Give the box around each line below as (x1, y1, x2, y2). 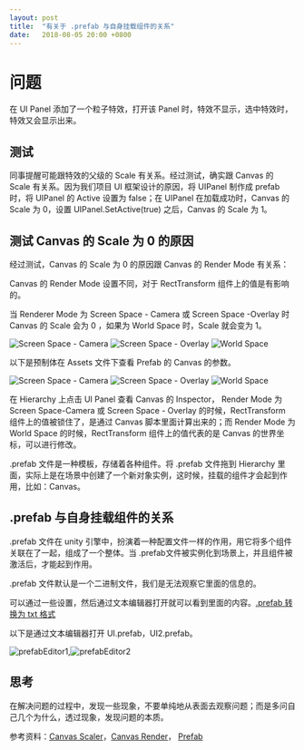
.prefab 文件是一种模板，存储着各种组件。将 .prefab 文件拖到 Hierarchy (9, 458, 276, 469)
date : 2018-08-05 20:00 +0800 (9, 30, 132, 39)
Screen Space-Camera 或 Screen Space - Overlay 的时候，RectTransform (9, 404, 286, 415)
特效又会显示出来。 (9, 115, 82, 126)
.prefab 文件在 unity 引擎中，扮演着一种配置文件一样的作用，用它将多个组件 (9, 536, 292, 547)
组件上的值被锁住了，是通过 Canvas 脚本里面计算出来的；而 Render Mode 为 (9, 416, 296, 427)
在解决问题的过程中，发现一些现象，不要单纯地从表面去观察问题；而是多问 (9, 700, 288, 711)
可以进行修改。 (25, 439, 82, 450)
